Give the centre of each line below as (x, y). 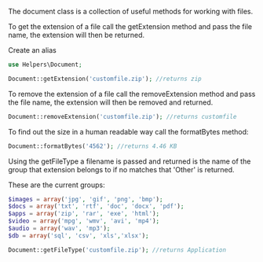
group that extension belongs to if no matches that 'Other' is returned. (121, 169)
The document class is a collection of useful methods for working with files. (131, 11)
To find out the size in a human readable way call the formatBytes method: (128, 131)
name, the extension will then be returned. (77, 35)
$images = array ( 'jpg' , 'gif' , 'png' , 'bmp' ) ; (86, 199)
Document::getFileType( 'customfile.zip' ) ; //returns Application (117, 250)
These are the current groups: (57, 185)
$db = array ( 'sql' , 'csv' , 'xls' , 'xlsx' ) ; (79, 235)
